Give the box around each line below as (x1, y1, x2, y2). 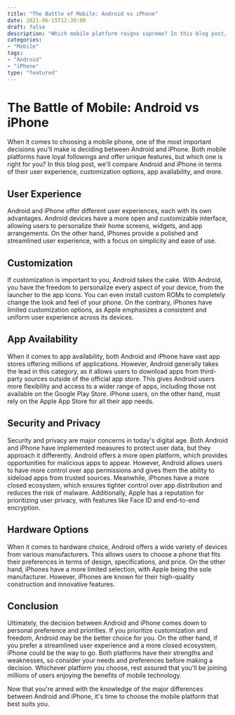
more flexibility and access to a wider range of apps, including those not (7, 381, 216, 391)
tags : (7, 50, 23, 57)
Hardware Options (7, 524, 89, 536)
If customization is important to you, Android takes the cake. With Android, (7, 276, 222, 284)
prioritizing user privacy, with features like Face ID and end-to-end (7, 495, 200, 504)
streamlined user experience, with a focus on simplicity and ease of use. (7, 236, 217, 245)
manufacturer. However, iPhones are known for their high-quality (7, 572, 195, 581)
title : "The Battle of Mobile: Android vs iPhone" (7, 10, 159, 18)
